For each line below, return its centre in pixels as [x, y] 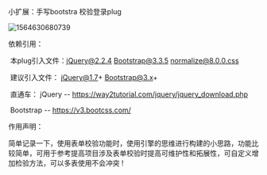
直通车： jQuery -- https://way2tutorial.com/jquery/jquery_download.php [129, 94]
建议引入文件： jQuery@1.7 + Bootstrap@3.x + [84, 77]
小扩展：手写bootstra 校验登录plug [65, 11]
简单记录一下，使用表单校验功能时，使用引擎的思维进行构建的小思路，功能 [130, 143]
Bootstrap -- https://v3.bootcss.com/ [70, 110]
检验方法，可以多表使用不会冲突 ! [69, 163]
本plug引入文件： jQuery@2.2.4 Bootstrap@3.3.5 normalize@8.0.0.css [125, 61]
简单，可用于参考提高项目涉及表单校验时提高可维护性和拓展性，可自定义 [133, 153]
